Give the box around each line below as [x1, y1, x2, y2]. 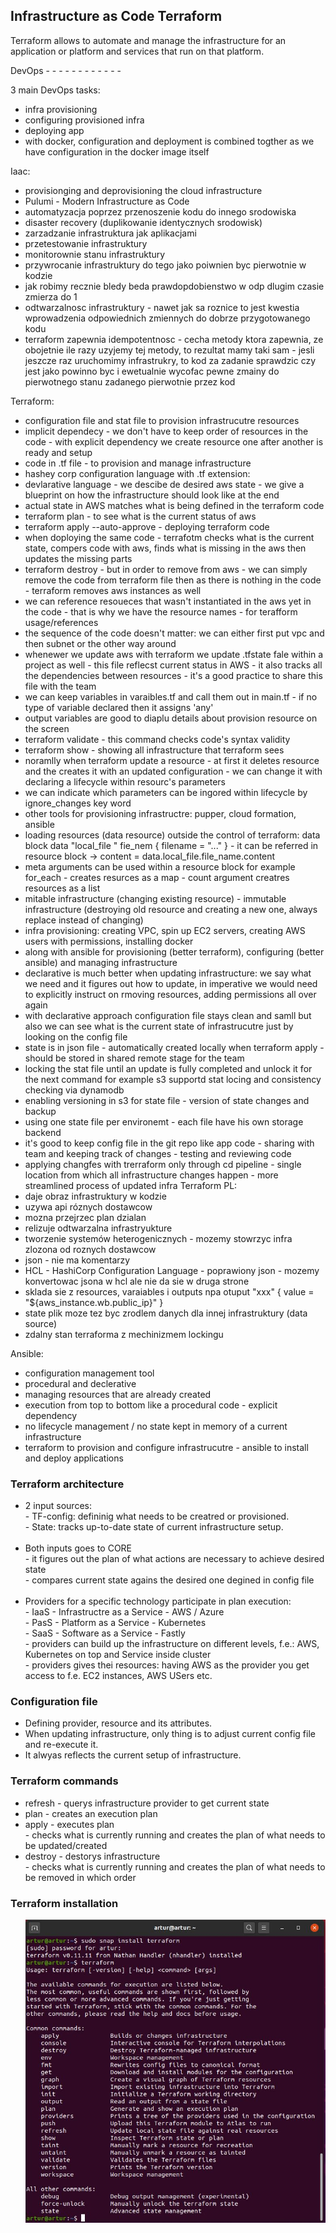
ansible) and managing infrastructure [24, 956, 178, 968]
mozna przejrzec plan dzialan [24, 1211, 147, 1223]
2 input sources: [24, 1500, 92, 1512]
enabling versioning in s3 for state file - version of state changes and [24, 1094, 310, 1106]
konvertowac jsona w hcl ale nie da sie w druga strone [24, 1275, 250, 1287]
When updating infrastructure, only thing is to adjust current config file [24, 1728, 316, 1740]
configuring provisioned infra [24, 114, 145, 126]
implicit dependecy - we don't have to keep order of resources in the [24, 425, 309, 437]
